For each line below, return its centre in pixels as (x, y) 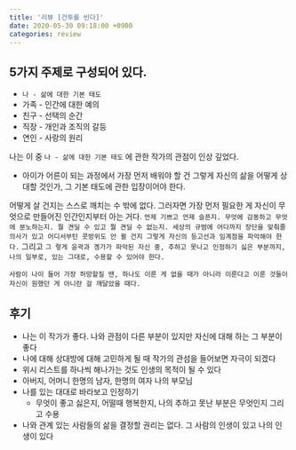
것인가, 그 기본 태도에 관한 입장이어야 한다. (112, 186)
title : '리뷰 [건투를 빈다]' (56, 17)
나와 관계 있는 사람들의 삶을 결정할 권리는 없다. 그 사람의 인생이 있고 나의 (148, 425)
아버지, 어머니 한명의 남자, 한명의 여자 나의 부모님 (107, 381)
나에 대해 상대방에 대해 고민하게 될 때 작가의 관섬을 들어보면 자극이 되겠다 (149, 359)
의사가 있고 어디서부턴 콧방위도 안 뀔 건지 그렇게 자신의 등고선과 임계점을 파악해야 (141, 237)
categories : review (45, 34)
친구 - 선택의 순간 (52, 115)
